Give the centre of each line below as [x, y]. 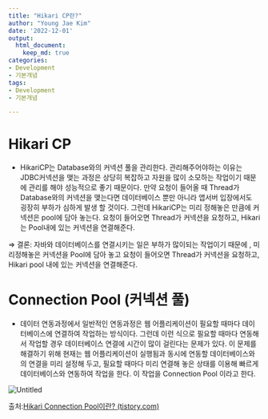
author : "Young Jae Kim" [50, 23]
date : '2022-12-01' [41, 30]
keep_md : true [46, 53]
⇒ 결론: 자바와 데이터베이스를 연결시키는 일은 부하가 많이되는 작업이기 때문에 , [130, 244]
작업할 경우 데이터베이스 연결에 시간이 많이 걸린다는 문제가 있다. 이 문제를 [143, 344]
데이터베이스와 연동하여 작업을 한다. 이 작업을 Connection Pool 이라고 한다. [138, 374]
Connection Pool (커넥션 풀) [99, 300]
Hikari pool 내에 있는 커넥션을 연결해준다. [73, 264]
